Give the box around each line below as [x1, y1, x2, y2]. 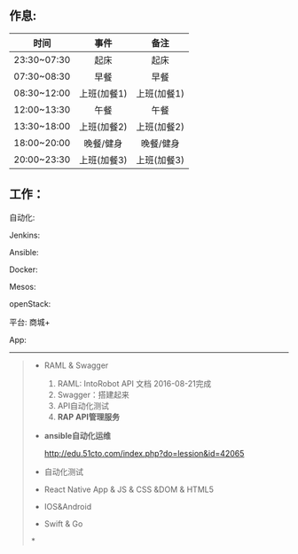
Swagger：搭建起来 [57, 389, 130, 400]
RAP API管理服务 [57, 411, 120, 422]
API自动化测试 [57, 400, 109, 410]
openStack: [9, 298, 51, 308]
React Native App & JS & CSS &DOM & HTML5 [43, 484, 215, 495]
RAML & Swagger [43, 360, 109, 371]
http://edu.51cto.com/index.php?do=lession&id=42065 [43, 448, 245, 458]
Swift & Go [43, 518, 83, 529]
